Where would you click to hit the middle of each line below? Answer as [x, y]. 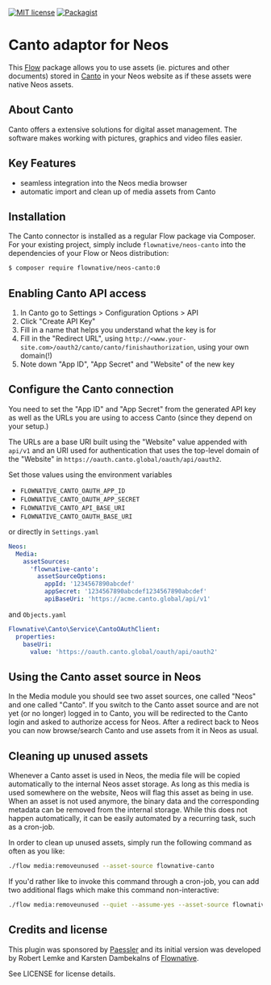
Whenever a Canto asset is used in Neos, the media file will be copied [124, 775]
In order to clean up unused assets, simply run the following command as [130, 842]
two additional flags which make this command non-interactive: [114, 890]
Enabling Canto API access [77, 293]
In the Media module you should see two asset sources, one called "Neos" [132, 696]
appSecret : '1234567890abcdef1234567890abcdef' [125, 592]
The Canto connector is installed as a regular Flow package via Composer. [132, 236]
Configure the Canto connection [91, 390]
